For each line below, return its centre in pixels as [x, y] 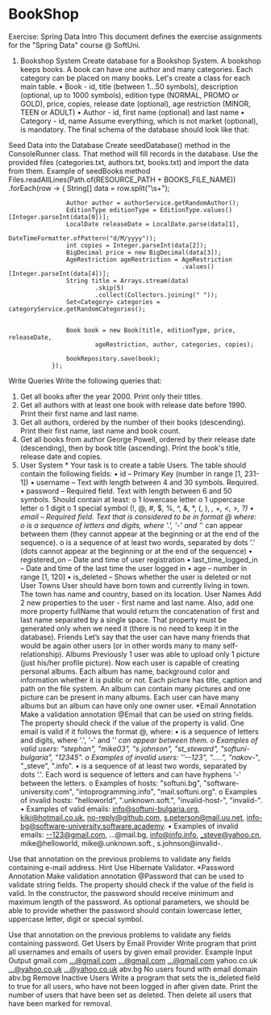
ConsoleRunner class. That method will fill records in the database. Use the [133, 154]
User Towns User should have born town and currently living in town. [135, 585]
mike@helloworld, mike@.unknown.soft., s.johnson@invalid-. [121, 843]
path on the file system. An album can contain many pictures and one [135, 688]
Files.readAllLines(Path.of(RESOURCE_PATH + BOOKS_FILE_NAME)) [122, 180]
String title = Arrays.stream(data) [127, 281]
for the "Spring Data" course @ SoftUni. [75, 44]
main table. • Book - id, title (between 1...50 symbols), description [129, 87]
